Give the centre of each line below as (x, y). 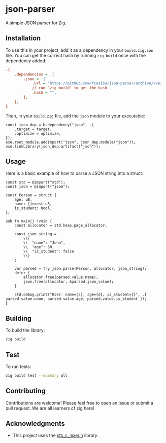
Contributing (26, 391)
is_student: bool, (33, 208)
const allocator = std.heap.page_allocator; (61, 225)
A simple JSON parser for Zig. (36, 23)
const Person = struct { (31, 195)
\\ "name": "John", (44, 243)
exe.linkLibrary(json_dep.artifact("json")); (53, 147)
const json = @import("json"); (38, 187)
